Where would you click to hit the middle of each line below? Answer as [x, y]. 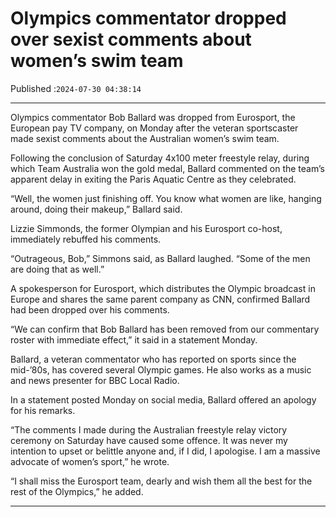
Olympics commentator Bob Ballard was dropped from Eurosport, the [153, 117]
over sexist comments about [131, 39]
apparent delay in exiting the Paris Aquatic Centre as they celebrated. [153, 179]
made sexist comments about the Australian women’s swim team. [145, 138]
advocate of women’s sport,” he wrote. [90, 461]
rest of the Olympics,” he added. [77, 491]
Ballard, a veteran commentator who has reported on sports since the [153, 359]
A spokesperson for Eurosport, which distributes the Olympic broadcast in [163, 288]
